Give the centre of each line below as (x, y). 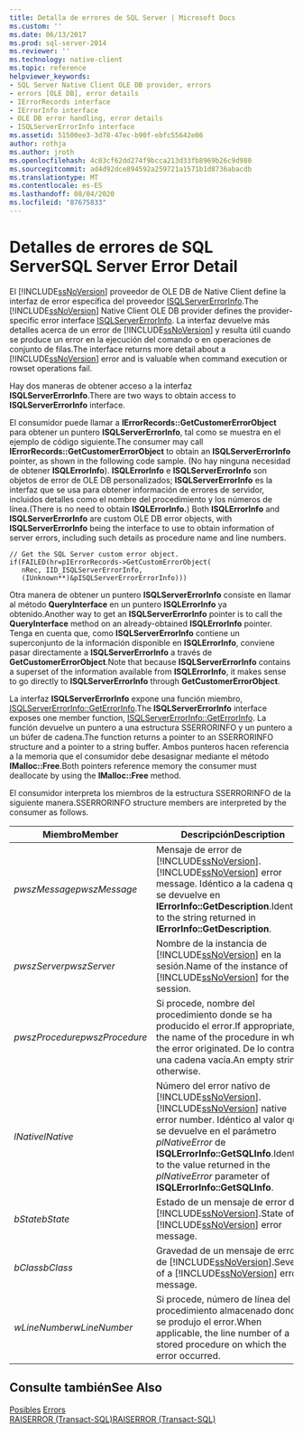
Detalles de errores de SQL (111, 247)
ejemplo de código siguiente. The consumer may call (106, 441)
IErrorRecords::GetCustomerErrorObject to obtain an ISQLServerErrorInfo (150, 451)
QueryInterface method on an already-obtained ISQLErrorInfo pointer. (141, 623)
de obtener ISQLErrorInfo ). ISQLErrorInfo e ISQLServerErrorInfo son (138, 470)
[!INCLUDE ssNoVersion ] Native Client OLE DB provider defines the (133, 310)
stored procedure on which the (221, 1344)
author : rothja (38, 144)
